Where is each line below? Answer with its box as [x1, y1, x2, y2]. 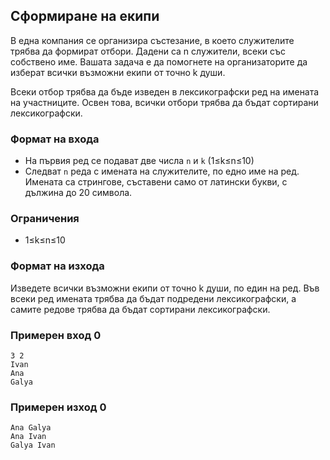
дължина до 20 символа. [24, 187, 133, 199]
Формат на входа [10, 132, 100, 146]
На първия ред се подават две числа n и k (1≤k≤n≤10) [24, 155, 255, 167]
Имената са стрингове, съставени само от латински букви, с [24, 176, 288, 188]
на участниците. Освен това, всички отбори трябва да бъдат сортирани [10, 96, 319, 108]
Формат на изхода [10, 259, 105, 273]
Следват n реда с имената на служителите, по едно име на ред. [24, 165, 300, 178]
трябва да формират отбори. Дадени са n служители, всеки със [10, 45, 287, 57]
